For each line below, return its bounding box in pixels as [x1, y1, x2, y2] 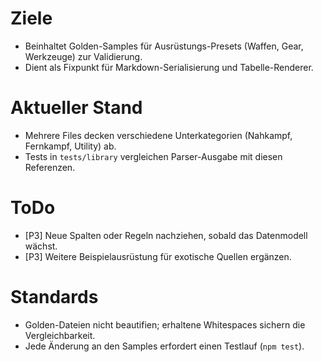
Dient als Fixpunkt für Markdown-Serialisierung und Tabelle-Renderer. [24, 61, 314, 73]
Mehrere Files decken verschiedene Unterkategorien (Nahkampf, [24, 129, 293, 141]
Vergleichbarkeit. [24, 329, 96, 341]
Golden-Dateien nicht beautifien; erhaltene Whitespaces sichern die [24, 318, 306, 331]
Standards [10, 286, 99, 308]
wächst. [24, 240, 58, 252]
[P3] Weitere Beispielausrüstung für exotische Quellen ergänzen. [24, 250, 292, 262]
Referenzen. [24, 161, 76, 173]
